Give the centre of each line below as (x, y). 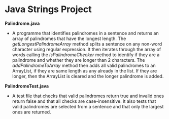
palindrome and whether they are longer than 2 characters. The (78, 60)
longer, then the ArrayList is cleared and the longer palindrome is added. (88, 76)
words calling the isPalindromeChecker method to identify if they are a (86, 55)
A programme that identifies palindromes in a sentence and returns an (85, 33)
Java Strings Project (48, 9)
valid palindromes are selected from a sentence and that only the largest (88, 106)
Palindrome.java (22, 23)
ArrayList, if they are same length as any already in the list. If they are (84, 71)
